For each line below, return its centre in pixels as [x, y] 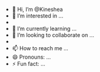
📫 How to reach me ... [40, 48]
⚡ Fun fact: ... [28, 64]
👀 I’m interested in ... [38, 16]
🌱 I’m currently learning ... [44, 28]
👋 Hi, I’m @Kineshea [37, 9]
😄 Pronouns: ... [32, 57]
